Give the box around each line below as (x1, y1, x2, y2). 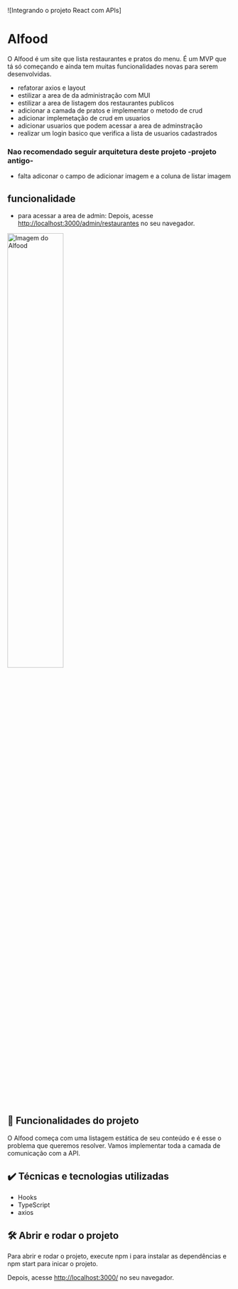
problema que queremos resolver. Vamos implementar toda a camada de (7, 1141, 221, 1150)
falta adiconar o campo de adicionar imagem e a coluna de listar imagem (17, 172, 231, 180)
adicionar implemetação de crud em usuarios (17, 113, 151, 122)
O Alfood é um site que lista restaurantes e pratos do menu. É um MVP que (7, 54, 227, 63)
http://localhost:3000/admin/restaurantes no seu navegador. (17, 219, 195, 227)
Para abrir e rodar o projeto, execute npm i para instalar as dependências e (7, 1252, 227, 1260)
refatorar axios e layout (17, 83, 86, 92)
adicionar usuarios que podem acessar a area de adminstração (17, 121, 203, 130)
